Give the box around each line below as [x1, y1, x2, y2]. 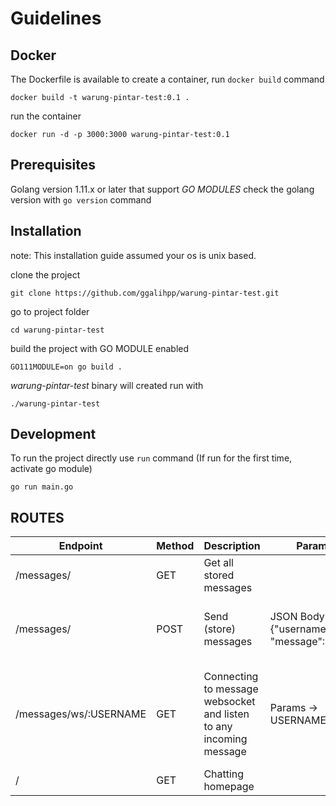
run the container [10, 110, 82, 122]
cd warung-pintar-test [10, 325, 105, 335]
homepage [203, 780, 255, 794]
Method [156, 539, 195, 553]
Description [203, 539, 261, 553]
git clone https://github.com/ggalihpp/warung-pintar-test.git [10, 288, 280, 298]
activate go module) [10, 463, 93, 475]
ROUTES [10, 509, 65, 526]
